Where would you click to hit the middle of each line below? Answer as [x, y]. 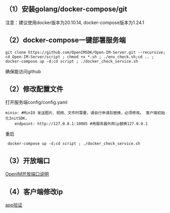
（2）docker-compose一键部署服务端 [66, 40]
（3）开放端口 [28, 161]
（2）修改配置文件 [34, 89]
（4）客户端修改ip [34, 192]
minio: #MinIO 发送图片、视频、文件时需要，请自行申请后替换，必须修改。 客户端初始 [85, 113]
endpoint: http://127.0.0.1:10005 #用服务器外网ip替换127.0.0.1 [81, 124]
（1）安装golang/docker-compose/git [66, 9]
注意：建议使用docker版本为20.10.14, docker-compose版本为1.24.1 [75, 23]
